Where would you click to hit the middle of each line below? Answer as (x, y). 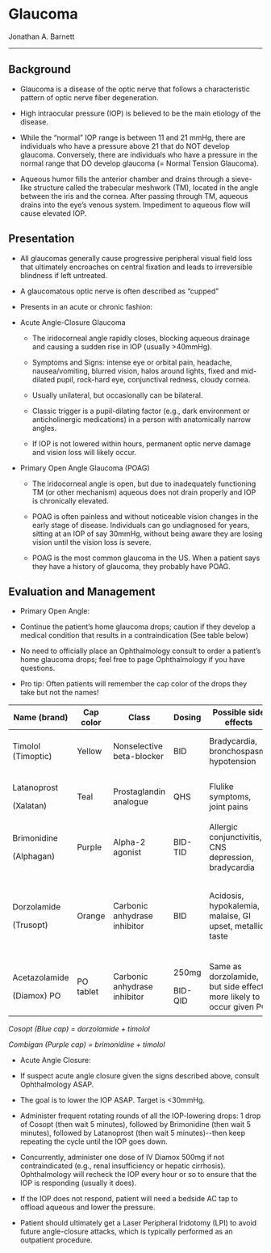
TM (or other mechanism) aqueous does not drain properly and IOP (144, 492)
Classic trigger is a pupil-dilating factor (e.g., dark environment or (141, 411)
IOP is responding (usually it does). (78, 1183)
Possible (229, 712)
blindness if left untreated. (63, 275)
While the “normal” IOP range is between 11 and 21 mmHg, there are (133, 137)
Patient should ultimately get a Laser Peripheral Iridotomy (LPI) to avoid (138, 1223)
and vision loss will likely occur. (84, 452)
